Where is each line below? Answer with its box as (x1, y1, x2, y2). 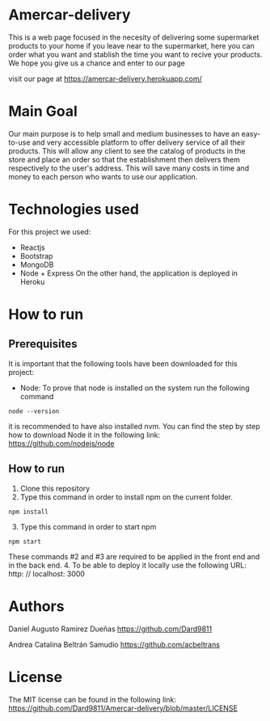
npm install (8, 508, 49, 516)
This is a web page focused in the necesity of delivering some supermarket (8, 32, 259, 42)
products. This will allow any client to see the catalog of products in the (8, 145, 246, 155)
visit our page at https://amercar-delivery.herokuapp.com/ (8, 74, 202, 83)
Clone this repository (19, 483, 91, 493)
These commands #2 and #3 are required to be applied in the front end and (8, 551, 260, 561)
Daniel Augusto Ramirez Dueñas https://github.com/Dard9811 (8, 624, 213, 634)
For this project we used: (8, 226, 91, 236)
